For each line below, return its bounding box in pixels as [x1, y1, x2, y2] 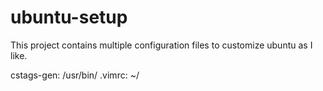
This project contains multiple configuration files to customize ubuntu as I [10, 39, 313, 51]
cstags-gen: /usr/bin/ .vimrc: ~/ [10, 69, 140, 81]
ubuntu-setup [10, 6, 128, 29]
